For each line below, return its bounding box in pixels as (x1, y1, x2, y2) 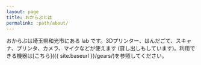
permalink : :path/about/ (6, 20, 69, 26)
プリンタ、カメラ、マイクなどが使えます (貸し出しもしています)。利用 (16, 45, 191, 52)
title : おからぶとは (6, 14, 52, 20)
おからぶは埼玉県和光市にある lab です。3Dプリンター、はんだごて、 (6, 37, 176, 45)
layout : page (6, 8, 39, 15)
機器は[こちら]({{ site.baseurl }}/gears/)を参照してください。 (16, 52, 167, 60)
